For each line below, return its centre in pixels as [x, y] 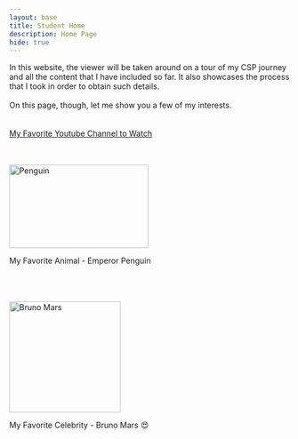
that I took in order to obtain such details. [85, 86]
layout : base [33, 17]
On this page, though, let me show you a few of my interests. [121, 105]
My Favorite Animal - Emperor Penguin [80, 261]
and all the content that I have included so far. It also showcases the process [149, 77]
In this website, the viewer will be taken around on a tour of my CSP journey [148, 68]
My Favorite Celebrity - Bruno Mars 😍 [79, 425]
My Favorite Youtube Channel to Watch [81, 133]
